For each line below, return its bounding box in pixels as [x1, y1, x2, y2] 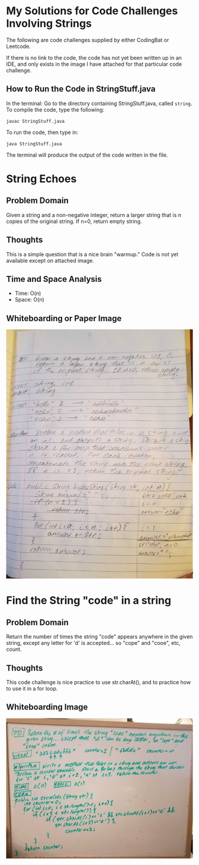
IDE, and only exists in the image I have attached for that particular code [6, 61, 182, 68]
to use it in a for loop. [6, 685, 58, 692]
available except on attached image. [6, 257, 95, 264]
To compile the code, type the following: [6, 106, 105, 113]
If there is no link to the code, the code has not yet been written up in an [6, 54, 182, 61]
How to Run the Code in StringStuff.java [6, 84, 156, 94]
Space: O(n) [14, 296, 44, 303]
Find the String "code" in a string [6, 594, 172, 608]
